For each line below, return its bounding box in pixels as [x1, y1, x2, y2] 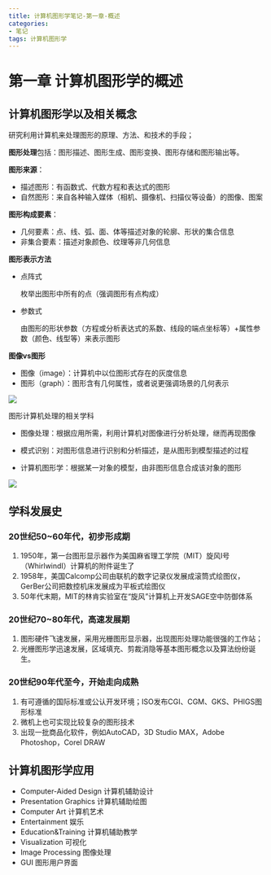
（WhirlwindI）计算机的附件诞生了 [20, 561, 135, 571]
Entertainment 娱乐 [20, 817, 84, 827]
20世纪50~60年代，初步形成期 [8, 531, 130, 542]
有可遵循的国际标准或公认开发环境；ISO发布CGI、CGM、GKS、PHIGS [20, 697, 256, 707]
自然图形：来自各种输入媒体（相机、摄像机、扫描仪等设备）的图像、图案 [20, 192, 263, 202]
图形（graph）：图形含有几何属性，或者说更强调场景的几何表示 [20, 378, 229, 388]
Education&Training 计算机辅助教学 [20, 827, 138, 837]
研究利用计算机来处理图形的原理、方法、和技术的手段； [8, 130, 194, 140]
